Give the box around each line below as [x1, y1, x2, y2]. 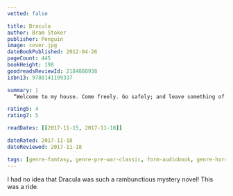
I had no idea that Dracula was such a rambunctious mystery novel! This [7, 175, 214, 184]
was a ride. [7, 182, 40, 190]
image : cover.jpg [7, 42, 58, 49]
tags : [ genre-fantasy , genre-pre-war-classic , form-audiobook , [7, 156, 194, 163]
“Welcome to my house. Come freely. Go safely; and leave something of [13, 93, 225, 100]
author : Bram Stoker [7, 29, 67, 36]
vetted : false [7, 10, 49, 17]
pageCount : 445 [7, 55, 51, 62]
